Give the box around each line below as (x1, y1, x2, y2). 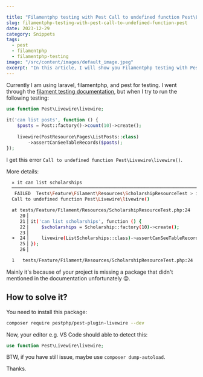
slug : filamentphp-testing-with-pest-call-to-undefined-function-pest (6, 19, 188, 26)
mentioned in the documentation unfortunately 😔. (6, 274, 131, 282)
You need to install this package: (6, 308, 88, 315)
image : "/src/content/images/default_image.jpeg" (6, 59, 134, 65)
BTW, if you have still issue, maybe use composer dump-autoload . (6, 353, 166, 361)
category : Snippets (6, 31, 56, 37)
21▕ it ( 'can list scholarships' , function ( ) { (19, 218, 142, 224)
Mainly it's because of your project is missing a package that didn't (6, 268, 173, 275)
